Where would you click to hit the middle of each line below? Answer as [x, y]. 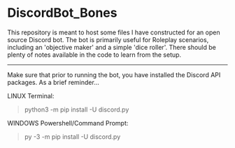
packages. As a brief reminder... [54, 82]
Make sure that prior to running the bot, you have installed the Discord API [114, 74]
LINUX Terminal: [31, 95]
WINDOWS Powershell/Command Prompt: [68, 123]
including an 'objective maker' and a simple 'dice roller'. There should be [112, 47]
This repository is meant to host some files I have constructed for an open [114, 32]
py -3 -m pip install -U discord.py [72, 136]
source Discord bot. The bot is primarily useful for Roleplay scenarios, [108, 39]
